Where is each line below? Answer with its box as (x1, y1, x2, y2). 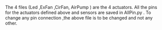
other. (5, 20, 17, 26)
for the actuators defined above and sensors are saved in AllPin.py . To (5, 9, 151, 15)
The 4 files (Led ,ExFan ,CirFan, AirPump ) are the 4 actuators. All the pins (5, 4, 157, 10)
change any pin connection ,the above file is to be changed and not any (5, 15, 153, 20)
